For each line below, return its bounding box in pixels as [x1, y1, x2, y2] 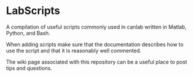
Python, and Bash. [6, 29, 50, 36]
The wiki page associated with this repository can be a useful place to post [6, 58, 188, 65]
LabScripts [6, 4, 60, 17]
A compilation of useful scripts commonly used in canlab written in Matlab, [6, 23, 187, 30]
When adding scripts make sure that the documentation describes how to [6, 41, 184, 48]
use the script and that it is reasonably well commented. [6, 47, 142, 54]
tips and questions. [6, 64, 52, 71]
